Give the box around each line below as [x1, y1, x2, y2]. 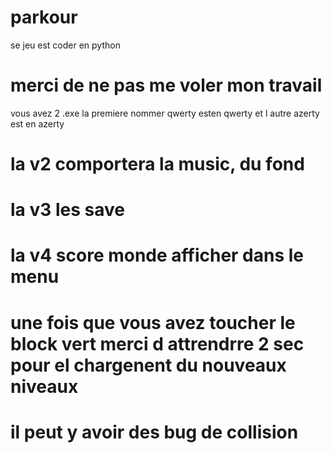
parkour [10, 6, 78, 29]
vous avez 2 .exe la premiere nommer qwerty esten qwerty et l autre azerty [10, 107, 320, 119]
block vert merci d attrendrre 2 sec [10, 332, 305, 355]
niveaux [10, 375, 79, 398]
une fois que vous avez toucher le [10, 311, 296, 334]
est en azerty [10, 117, 65, 130]
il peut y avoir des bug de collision [10, 421, 299, 443]
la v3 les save [10, 199, 125, 221]
